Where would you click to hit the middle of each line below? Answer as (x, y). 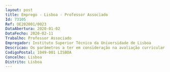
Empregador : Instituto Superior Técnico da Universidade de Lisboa (78, 43)
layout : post (19, 10)
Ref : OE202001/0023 (26, 24)
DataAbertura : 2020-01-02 (33, 29)
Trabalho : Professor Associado (38, 39)
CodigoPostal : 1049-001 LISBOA (38, 52)
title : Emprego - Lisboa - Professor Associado (57, 15)
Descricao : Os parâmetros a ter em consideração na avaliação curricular (85, 48)
